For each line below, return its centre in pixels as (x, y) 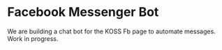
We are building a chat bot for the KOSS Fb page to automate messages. (112, 31)
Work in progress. (33, 38)
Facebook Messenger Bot (83, 12)
